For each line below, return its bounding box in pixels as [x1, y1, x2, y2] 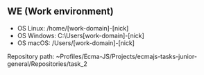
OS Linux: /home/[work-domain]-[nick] [17, 24, 129, 32]
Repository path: [7, 52, 55, 60]
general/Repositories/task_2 [7, 59, 88, 68]
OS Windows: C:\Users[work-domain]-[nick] [17, 31, 144, 40]
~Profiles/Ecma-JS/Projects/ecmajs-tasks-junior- [56, 52, 198, 60]
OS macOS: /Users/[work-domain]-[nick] [17, 38, 135, 47]
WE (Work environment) [7, 6, 114, 17]
